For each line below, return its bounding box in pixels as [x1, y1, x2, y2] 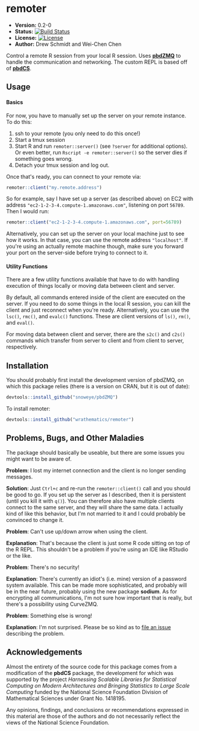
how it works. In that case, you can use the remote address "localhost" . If [6, 237, 188, 244]
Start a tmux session [14, 136, 65, 143]
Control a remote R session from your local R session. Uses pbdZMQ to [6, 52, 181, 59]
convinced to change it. [6, 516, 64, 523]
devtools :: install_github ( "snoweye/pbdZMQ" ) [6, 394, 118, 400]
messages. [6, 473, 33, 480]
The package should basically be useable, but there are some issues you [6, 449, 185, 456]
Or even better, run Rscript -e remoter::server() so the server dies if [14, 148, 187, 156]
